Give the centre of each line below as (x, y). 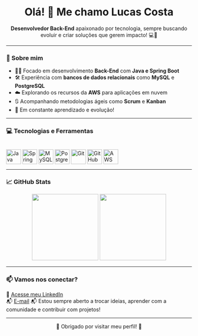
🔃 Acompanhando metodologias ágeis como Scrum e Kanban (90, 101)
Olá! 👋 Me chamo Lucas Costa (99, 12)
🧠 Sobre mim (24, 58)
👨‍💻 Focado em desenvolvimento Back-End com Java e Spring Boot (97, 71)
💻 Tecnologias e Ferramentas (50, 131)
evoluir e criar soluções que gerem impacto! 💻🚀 (99, 35)
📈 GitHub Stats (29, 182)
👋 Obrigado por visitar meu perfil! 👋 (99, 327)
